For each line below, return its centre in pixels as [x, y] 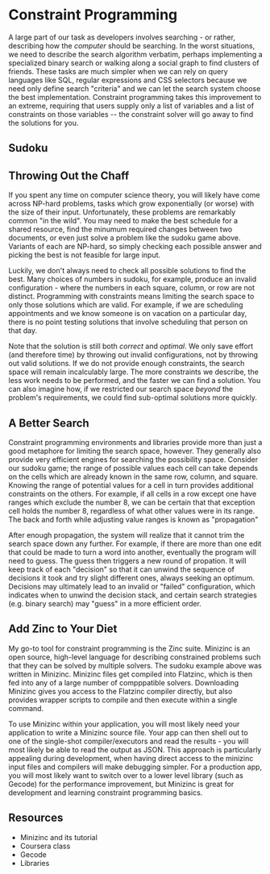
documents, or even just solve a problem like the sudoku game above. [125, 238]
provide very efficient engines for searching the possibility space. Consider [133, 459]
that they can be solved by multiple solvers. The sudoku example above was [135, 665]
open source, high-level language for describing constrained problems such [135, 657]
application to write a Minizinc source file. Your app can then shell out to [128, 732]
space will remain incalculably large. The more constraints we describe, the [134, 372]
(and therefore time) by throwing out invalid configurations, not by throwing [133, 355]
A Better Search [49, 423]
